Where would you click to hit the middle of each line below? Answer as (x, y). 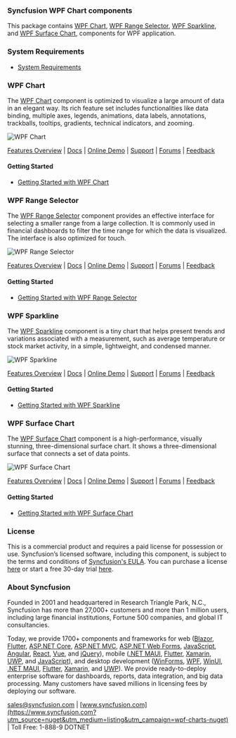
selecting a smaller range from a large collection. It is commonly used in (111, 223)
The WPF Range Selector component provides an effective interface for (111, 216)
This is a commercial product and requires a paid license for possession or (115, 546)
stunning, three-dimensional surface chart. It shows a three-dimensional (112, 446)
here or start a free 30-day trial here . (60, 569)
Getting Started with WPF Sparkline (69, 405)
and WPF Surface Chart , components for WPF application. (92, 33)
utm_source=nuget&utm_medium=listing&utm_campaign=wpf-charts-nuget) (118, 720)
